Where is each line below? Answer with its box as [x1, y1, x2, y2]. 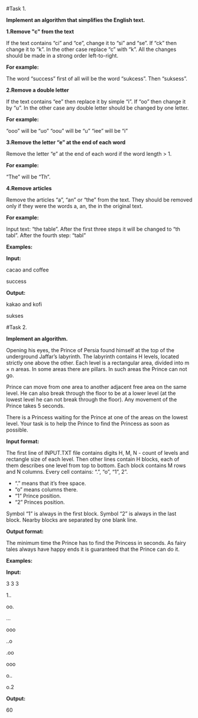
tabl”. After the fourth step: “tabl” [6, 232, 86, 239]
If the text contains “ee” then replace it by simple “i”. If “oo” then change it [6, 98, 186, 105]
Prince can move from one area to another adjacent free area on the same [6, 384, 187, 390]
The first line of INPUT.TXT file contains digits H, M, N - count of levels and [6, 449, 189, 456]
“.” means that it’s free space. [14, 480, 86, 487]
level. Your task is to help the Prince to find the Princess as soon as [6, 420, 170, 427]
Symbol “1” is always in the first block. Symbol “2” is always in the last [6, 510, 177, 517]
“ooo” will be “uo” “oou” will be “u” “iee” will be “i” [6, 127, 128, 134]
